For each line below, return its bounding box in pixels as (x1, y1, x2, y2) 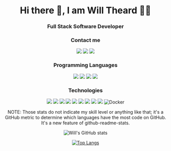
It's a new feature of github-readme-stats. (41, 120, 130, 126)
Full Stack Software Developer (47, 23, 124, 30)
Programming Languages (53, 61, 118, 69)
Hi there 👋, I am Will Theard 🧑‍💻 (19, 5, 152, 16)
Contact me (70, 37, 101, 44)
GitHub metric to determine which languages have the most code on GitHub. (5, 115, 166, 120)
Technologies (68, 87, 103, 94)
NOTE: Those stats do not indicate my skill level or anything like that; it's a (7, 109, 164, 115)
